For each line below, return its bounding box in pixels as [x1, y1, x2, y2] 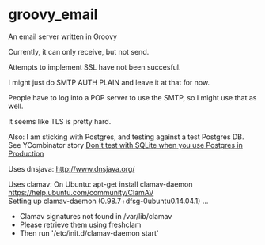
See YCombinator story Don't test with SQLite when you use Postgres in [8, 140, 243, 149]
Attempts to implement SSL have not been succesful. [8, 62, 181, 72]
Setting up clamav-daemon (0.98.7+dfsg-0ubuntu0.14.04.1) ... [8, 196, 209, 205]
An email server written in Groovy [8, 32, 117, 41]
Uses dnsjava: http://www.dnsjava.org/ [8, 164, 135, 173]
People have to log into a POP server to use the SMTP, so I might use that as [8, 92, 257, 102]
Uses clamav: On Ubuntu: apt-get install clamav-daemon [8, 179, 193, 189]
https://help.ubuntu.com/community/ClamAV [8, 187, 154, 197]
